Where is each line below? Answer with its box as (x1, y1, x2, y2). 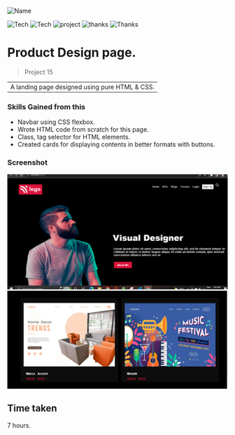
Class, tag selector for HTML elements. (17, 133, 131, 141)
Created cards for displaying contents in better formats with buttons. (17, 140, 215, 149)
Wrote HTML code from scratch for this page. (17, 125, 149, 134)
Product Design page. (7, 45, 136, 61)
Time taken (7, 403, 57, 415)
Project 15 (24, 67, 54, 76)
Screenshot (7, 158, 48, 167)
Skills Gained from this (7, 102, 86, 112)
